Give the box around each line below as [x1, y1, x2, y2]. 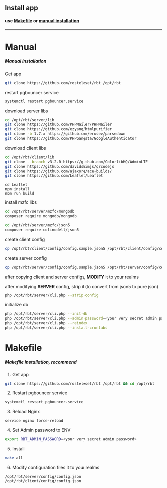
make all [5, 455, 23, 460]
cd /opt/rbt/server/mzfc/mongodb [5, 209, 75, 214]
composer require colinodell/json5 [5, 227, 79, 232]
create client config [5, 236, 45, 242]
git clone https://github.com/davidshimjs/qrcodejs [5, 164, 114, 169]
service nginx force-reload [5, 418, 64, 423]
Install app [5, 4, 38, 12]
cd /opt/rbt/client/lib [5, 154, 55, 160]
